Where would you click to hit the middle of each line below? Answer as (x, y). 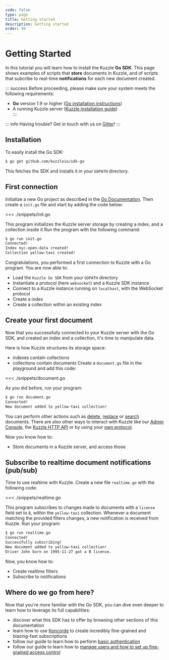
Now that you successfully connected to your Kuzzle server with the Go (80, 332)
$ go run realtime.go (28, 533)
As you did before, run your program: (44, 388)
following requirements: (30, 94)
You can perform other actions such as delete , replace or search (72, 416)
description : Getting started (37, 24)
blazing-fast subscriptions (40, 636)
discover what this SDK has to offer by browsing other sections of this (85, 620)
